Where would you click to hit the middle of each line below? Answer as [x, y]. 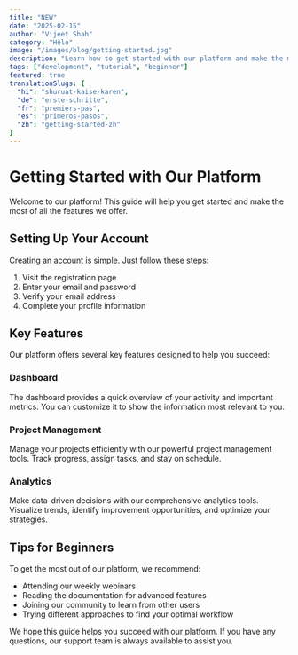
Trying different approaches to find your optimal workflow [128, 614]
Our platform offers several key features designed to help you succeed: [140, 355]
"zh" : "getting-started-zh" [69, 125]
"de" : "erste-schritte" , [63, 100]
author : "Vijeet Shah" [51, 34]
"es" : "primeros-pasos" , [63, 116]
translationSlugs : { [47, 83]
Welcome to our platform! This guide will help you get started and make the [147, 201]
